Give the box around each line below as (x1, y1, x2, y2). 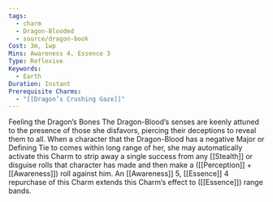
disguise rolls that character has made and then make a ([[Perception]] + (8, 160, 252, 170)
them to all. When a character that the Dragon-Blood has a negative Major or (8, 135, 265, 144)
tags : (8, 11, 27, 20)
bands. (8, 186, 32, 196)
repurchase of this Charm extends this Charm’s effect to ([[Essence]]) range (8, 178, 264, 187)
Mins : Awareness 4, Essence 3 (8, 49, 111, 58)
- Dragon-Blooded (15, 27, 75, 35)
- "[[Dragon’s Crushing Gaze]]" (15, 95, 126, 103)
